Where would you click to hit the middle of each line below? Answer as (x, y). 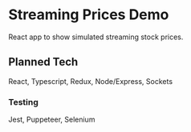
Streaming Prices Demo (89, 15)
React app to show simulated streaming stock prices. (96, 37)
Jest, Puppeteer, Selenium (52, 120)
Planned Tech (43, 62)
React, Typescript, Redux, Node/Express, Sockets (91, 81)
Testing (23, 102)
